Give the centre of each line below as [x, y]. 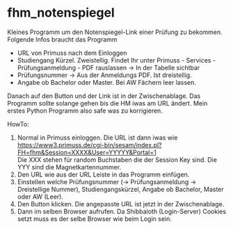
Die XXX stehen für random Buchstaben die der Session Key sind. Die [117, 159]
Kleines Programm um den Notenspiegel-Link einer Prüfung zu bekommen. [115, 32]
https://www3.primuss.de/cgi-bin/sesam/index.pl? [89, 145]
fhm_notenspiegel [61, 13]
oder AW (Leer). [40, 197]
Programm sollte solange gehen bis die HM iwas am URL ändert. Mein [107, 103]
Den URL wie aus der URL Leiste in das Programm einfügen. [103, 174]
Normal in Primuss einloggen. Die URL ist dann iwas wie [97, 138]
